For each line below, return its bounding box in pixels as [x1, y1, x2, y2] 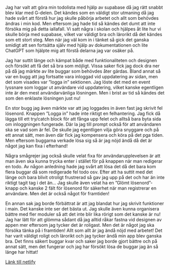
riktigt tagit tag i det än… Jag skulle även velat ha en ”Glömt [5, 180, 129, 186]
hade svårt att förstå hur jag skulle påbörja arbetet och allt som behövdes [5, 15, 159, 21]
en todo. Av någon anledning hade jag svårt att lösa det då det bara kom [5, 164, 156, 169]
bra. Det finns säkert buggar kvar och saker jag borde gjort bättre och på [5, 238, 157, 244]
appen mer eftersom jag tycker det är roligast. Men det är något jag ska [5, 222, 155, 228]
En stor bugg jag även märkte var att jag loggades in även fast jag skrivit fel [5, 105, 163, 111]
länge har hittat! [5, 249, 38, 255]
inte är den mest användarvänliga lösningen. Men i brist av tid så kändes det [5, 90, 165, 96]
